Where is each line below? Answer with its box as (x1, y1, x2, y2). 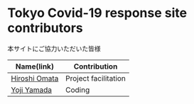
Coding (65, 85, 90, 95)
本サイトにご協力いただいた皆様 (7, 44, 101, 52)
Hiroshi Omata (11, 73, 59, 83)
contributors (7, 20, 83, 36)
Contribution (73, 62, 118, 71)
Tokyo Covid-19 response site (7, 5, 187, 21)
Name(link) (15, 62, 55, 71)
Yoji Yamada (11, 85, 52, 95)
